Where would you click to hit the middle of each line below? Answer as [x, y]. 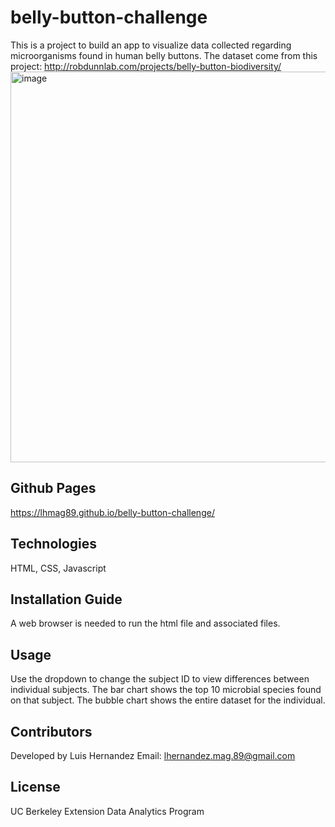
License [35, 787]
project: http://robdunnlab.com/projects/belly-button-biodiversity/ [146, 66]
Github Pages [53, 488]
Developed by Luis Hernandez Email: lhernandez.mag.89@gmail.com [153, 755]
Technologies [54, 544]
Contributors [51, 731]
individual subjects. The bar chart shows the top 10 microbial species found [166, 690]
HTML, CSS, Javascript [58, 568]
